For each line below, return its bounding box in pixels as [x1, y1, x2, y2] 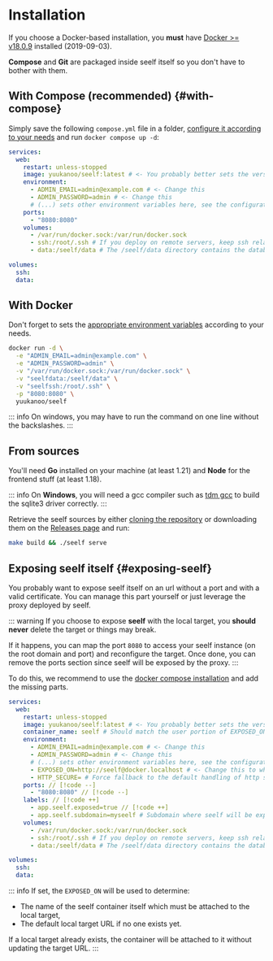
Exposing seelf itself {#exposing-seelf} [8, 561, 213, 575]
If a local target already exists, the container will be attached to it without [8, 935, 252, 945]
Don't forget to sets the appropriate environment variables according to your [8, 320, 264, 330]
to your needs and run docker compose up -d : [8, 132, 160, 141]
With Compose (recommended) [8, 89, 172, 103]
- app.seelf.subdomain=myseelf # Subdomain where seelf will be [29, 811, 253, 820]
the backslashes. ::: [8, 420, 74, 430]
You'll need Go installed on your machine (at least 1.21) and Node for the [8, 466, 250, 476]
